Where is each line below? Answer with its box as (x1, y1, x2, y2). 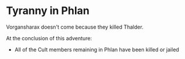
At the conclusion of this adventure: (6, 34, 92, 41)
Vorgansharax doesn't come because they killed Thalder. (6, 23, 143, 30)
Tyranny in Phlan (6, 4, 90, 18)
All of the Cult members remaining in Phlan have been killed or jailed (14, 46, 180, 53)
